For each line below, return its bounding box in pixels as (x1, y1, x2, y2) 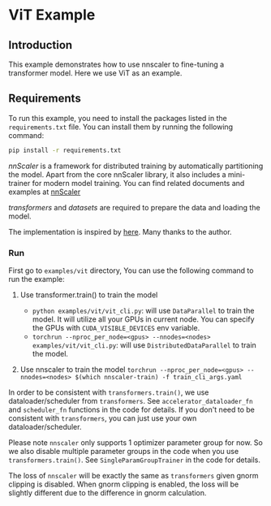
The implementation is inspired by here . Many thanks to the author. (8, 227, 233, 236)
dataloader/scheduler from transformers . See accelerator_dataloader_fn (8, 396, 253, 405)
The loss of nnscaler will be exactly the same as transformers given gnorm (8, 470, 259, 480)
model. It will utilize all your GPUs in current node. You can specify (32, 314, 255, 324)
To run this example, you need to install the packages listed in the (8, 113, 227, 123)
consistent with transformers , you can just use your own (8, 413, 197, 423)
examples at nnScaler (8, 187, 81, 197)
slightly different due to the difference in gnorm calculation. (8, 487, 207, 497)
